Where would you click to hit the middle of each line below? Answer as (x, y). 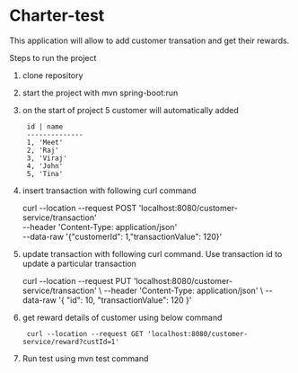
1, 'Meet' (45, 142)
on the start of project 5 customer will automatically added (131, 110)
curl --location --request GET (85, 333)
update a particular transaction (79, 263)
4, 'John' (45, 166)
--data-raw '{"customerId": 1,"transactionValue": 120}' (122, 236)
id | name (45, 127)
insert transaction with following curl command (109, 191)
